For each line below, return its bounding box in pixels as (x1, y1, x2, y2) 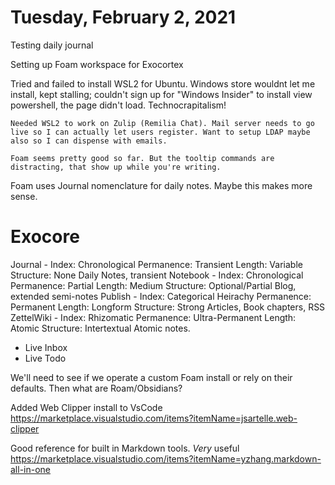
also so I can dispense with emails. (10, 136, 168, 146)
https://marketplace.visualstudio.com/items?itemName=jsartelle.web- (10, 412, 298, 424)
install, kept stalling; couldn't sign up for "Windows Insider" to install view (10, 88, 313, 100)
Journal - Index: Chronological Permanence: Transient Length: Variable (10, 258, 303, 270)
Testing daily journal (10, 39, 94, 51)
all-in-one (10, 463, 52, 475)
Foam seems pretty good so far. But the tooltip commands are (10, 153, 275, 163)
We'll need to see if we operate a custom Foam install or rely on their (10, 371, 293, 383)
